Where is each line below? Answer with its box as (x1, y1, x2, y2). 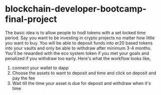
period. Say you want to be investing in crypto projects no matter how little (5, 35, 155, 41)
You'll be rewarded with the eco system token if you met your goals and (5, 50, 149, 56)
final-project (5, 14, 57, 25)
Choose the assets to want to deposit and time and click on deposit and (12, 70, 157, 76)
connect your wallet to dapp (12, 64, 69, 71)
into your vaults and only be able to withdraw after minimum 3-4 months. (5, 45, 152, 51)
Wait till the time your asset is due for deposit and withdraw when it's (12, 80, 151, 86)
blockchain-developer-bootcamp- (5, 3, 147, 15)
